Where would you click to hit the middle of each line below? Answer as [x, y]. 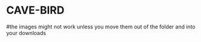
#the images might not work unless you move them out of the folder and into [101, 27]
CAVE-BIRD [35, 10]
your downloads [26, 33]
